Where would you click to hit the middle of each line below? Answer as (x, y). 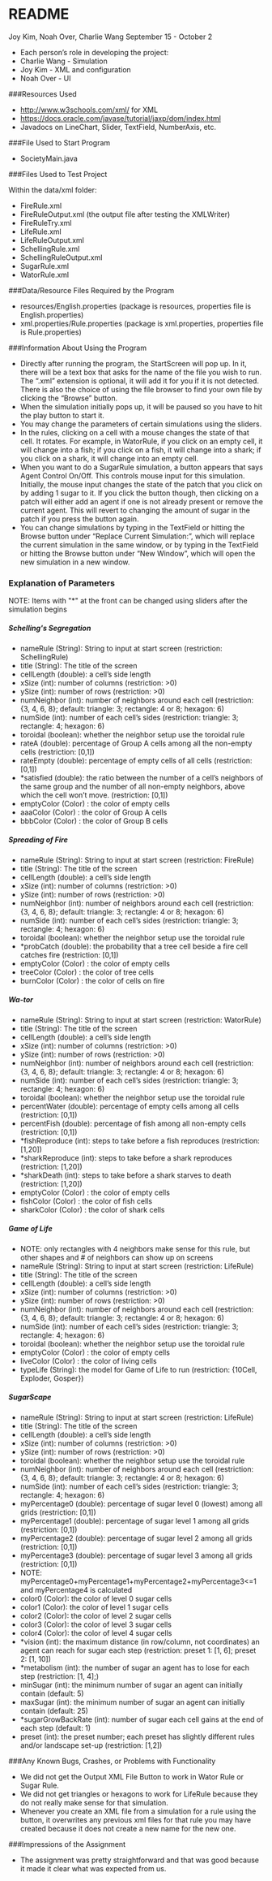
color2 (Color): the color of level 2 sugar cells (96, 1616)
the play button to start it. (62, 415)
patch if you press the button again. (79, 519)
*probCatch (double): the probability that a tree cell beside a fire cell (134, 946)
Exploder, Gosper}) (52, 1378)
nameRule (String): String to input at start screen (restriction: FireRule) (137, 860)
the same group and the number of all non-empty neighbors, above (132, 787)
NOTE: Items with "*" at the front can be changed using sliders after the (128, 601)
